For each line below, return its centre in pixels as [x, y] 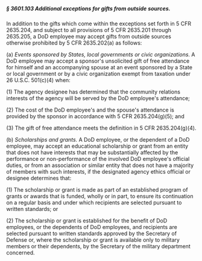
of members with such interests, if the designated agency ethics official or [99, 171]
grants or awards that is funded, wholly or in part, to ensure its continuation [100, 196]
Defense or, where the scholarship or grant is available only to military [93, 240]
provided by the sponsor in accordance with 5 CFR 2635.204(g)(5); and [96, 116]
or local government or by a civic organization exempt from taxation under [99, 74]
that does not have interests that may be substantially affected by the [92, 152]
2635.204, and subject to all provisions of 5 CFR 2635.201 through [89, 30]
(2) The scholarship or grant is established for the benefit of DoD [87, 221]
